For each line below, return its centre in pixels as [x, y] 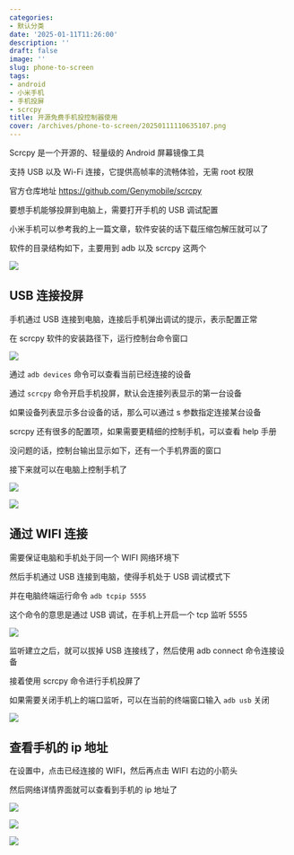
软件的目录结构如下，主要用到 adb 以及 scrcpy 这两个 [108, 248]
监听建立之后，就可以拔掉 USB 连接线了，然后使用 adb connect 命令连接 [143, 650]
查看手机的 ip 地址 [59, 748]
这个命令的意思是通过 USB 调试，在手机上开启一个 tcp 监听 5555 [129, 615]
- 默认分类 [27, 26]
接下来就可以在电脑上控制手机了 [68, 469]
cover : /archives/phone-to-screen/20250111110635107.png [118, 127]
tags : [19, 76]
